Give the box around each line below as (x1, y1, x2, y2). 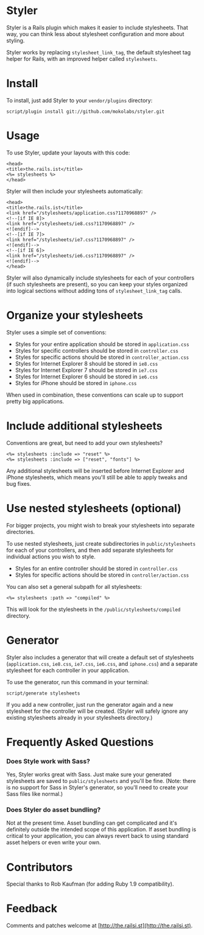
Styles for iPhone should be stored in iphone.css (15, 379, 137, 386)
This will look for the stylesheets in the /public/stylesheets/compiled (6, 605, 181, 613)
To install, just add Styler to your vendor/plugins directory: (6, 96, 153, 104)
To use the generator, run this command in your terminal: (6, 678, 149, 685)
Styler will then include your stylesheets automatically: (6, 187, 143, 195)
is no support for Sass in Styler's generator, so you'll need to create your (6, 784, 189, 791)
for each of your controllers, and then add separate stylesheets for (6, 546, 174, 554)
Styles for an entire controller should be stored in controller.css (15, 565, 178, 572)
